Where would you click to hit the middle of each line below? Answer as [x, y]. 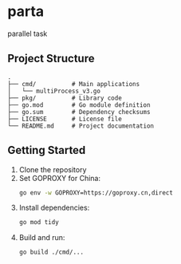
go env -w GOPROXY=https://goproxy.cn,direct [96, 193]
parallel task [28, 33]
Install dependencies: [54, 208]
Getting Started [47, 150]
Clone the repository [53, 169]
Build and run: [42, 238]
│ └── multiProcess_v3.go [54, 91]
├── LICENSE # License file [65, 119]
